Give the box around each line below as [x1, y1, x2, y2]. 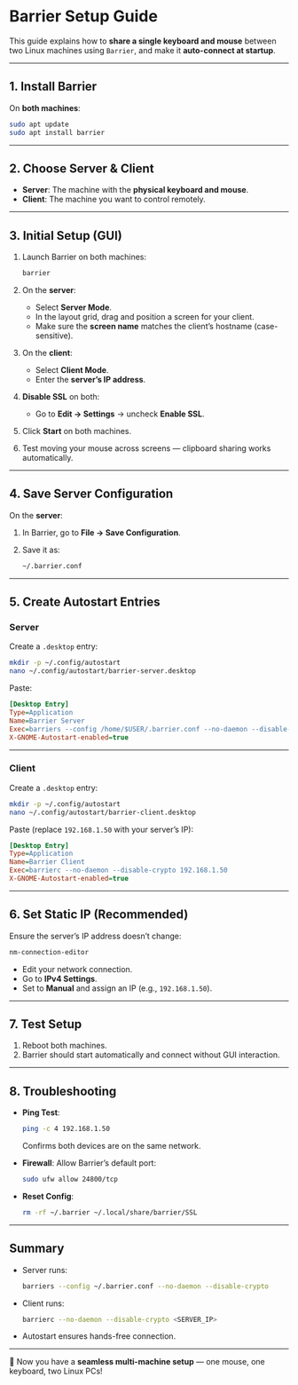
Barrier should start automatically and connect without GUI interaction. [21, 1049, 281, 1060]
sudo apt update [9, 120, 69, 129]
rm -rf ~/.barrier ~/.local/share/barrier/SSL [21, 1207, 198, 1217]
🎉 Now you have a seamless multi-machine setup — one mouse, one [9, 1357, 265, 1367]
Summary [9, 1241, 65, 1256]
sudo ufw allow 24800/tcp [21, 1175, 118, 1184]
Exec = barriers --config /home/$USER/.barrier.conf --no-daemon [9, 724, 248, 733]
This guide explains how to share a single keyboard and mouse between [9, 36, 277, 46]
